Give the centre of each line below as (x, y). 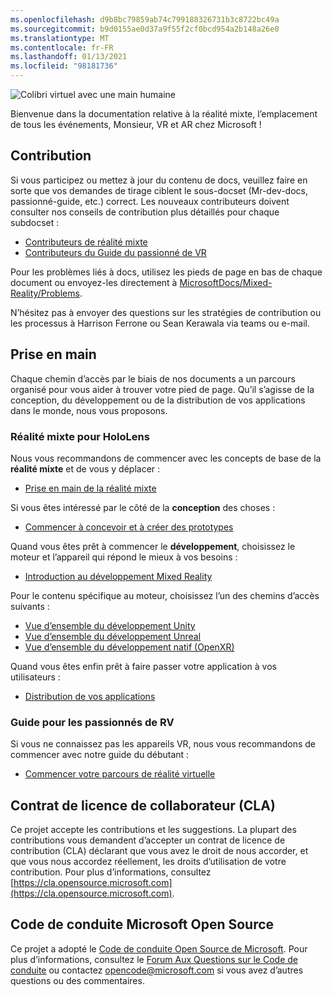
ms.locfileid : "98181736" (64, 66)
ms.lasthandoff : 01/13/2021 (69, 57)
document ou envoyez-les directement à (94, 282)
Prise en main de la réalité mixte (90, 488)
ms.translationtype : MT (60, 38)
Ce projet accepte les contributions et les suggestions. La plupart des (153, 830)
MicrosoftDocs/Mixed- (226, 282)
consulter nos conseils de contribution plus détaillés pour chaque (145, 212)
